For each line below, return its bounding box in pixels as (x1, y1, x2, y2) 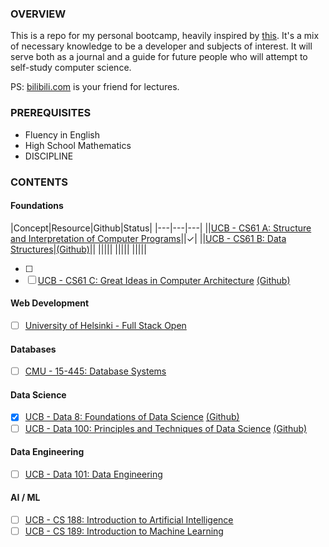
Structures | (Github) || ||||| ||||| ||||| (10, 243, 147, 255)
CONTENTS (10, 175, 69, 189)
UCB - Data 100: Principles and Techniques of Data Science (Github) (24, 422, 308, 434)
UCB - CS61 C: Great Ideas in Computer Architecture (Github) (37, 274, 291, 286)
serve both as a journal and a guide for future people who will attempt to (10, 51, 308, 63)
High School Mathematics (24, 139, 132, 151)
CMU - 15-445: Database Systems (24, 365, 167, 377)
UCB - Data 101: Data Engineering (24, 468, 163, 480)
